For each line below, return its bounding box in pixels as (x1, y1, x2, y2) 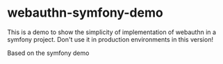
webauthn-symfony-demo (7, 5, 163, 21)
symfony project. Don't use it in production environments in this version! (7, 35, 214, 43)
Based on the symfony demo (7, 49, 90, 57)
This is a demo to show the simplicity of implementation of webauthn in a (7, 28, 217, 36)
